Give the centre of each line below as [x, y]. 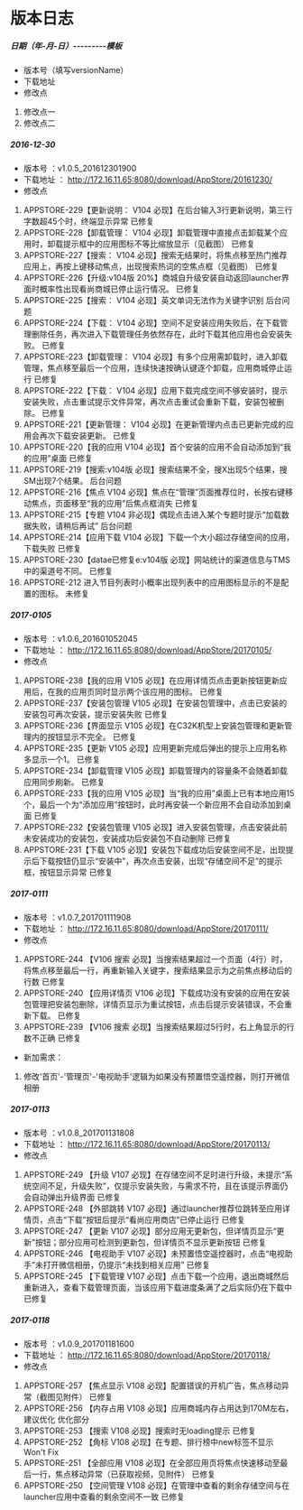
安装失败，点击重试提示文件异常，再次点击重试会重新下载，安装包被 [150, 402]
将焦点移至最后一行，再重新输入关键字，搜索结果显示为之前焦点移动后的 [157, 970]
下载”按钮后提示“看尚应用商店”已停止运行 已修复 [156, 1220]
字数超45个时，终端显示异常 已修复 [89, 221]
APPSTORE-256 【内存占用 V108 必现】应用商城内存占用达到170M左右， [158, 1408]
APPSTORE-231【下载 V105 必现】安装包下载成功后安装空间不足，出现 [155, 850]
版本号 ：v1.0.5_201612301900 [80, 169]
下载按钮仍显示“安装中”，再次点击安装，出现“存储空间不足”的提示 [161, 861]
